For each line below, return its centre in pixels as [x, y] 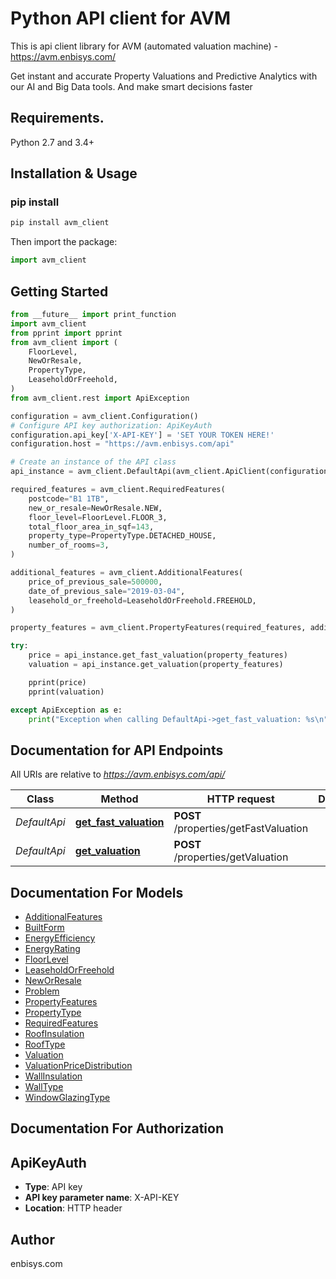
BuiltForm [44, 927]
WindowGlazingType [67, 1097]
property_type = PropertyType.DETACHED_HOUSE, [122, 536]
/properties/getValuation [231, 857]
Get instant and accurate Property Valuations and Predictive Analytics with [164, 76]
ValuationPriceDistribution [78, 1065]
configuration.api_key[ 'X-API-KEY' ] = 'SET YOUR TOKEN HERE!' [142, 435]
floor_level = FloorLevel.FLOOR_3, [98, 517]
